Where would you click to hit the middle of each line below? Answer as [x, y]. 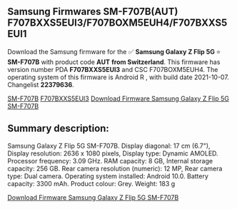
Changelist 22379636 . [41, 84]
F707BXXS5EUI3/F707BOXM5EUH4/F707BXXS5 [117, 23]
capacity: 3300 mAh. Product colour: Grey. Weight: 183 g [91, 183]
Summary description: [58, 129]
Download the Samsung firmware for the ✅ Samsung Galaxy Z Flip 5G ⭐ [114, 51]
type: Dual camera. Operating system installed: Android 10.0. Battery [108, 176]
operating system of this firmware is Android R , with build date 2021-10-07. [118, 77]
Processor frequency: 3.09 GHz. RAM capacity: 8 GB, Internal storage [110, 160]
